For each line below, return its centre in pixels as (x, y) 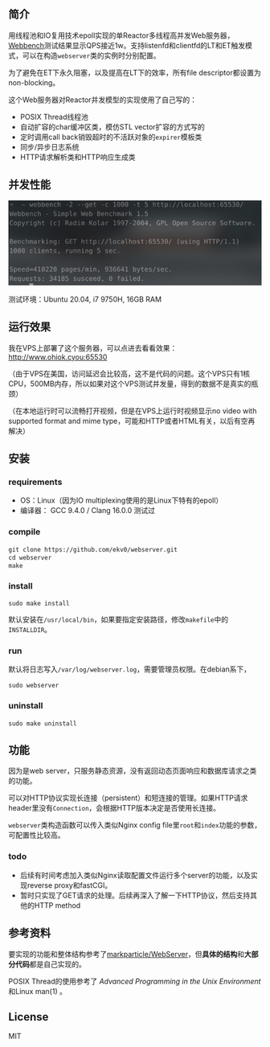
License (29, 1017)
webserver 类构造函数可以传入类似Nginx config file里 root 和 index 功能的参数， (135, 825)
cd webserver (30, 557)
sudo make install (39, 604)
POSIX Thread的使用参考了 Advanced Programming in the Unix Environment (135, 981)
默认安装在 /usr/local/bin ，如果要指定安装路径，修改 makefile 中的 (119, 620)
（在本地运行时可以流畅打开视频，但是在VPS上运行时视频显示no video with (133, 411)
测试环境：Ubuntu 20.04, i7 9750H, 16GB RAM (85, 299)
